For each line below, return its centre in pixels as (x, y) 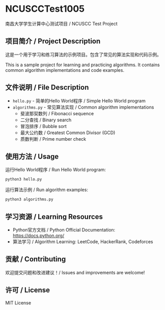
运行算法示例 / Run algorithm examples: (47, 190)
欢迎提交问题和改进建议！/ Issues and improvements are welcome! (75, 272)
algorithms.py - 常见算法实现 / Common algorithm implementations (83, 107)
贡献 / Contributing (36, 259)
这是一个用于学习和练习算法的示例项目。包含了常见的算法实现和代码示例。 (83, 55)
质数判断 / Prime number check (53, 139)
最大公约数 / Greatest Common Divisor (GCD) (68, 133)
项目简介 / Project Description (53, 41)
